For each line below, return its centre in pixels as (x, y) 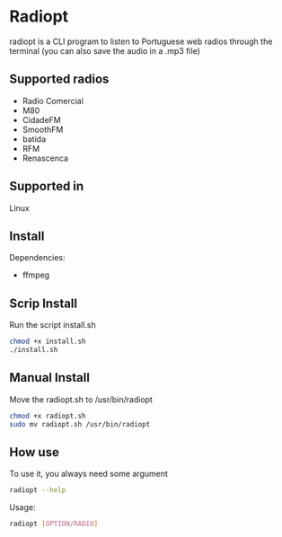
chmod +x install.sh (48, 342)
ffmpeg (36, 275)
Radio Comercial (53, 101)
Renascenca (45, 158)
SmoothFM (43, 129)
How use (35, 452)
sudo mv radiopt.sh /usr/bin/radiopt (80, 424)
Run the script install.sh (53, 325)
